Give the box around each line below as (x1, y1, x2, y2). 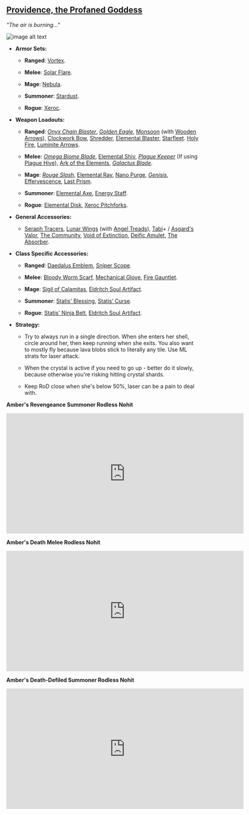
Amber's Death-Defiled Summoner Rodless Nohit (6, 676, 135, 683)
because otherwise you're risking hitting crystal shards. (24, 370, 165, 378)
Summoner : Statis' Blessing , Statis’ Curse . (24, 297, 132, 305)
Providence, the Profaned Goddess (6, 5, 143, 15)
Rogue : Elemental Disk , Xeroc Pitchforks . (24, 201, 128, 209)
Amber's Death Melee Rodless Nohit (6, 538, 101, 546)
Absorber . (24, 238, 50, 245)
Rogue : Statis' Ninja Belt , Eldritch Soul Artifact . (24, 309, 143, 316)
